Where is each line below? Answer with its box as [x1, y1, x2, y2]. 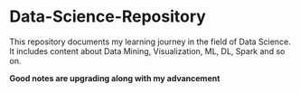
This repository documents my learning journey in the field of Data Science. [9, 36, 291, 47]
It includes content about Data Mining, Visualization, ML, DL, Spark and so [9, 45, 286, 56]
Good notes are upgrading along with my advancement [9, 72, 220, 83]
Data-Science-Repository [9, 6, 206, 27]
